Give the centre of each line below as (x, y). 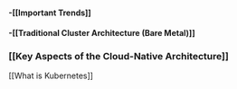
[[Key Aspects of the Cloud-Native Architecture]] (119, 57)
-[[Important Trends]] (50, 13)
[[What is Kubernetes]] (51, 76)
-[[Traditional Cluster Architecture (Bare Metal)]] (102, 33)
